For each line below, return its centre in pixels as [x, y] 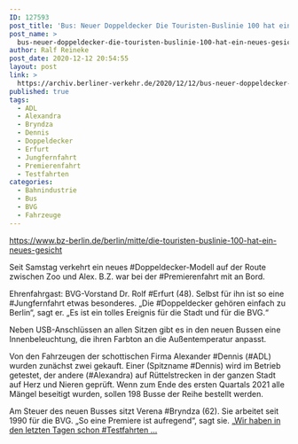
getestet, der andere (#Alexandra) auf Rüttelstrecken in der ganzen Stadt [143, 375]
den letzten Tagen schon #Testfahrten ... [83, 430]
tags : [19, 100]
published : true [39, 91]
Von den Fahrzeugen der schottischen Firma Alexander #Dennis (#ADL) [141, 356]
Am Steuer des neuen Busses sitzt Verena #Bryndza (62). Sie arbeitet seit [144, 411]
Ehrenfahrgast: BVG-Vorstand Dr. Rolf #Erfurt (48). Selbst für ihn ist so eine [147, 293]
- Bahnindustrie [47, 191]
